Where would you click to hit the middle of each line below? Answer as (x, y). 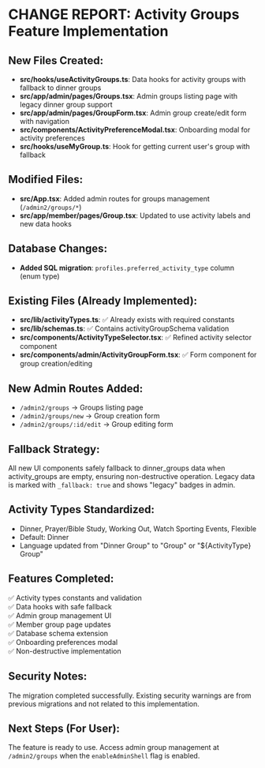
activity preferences (52, 138)
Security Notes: (48, 676)
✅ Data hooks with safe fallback (60, 606)
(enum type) (40, 276)
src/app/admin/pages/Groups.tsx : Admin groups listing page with (129, 96)
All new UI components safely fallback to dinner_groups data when (117, 468)
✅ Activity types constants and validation (75, 598)
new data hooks (46, 223)
